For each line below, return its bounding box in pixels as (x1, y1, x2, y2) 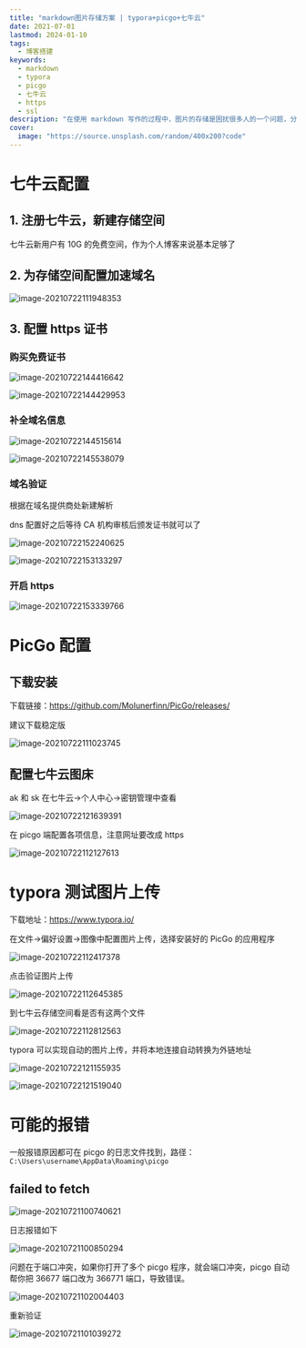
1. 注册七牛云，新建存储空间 (9, 213, 166, 228)
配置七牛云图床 (9, 766, 94, 782)
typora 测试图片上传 (9, 882, 161, 903)
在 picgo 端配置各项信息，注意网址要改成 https (9, 829, 185, 840)
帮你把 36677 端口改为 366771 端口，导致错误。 (9, 1272, 189, 1283)
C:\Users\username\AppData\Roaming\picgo (9, 1157, 169, 1166)
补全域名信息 (9, 414, 66, 427)
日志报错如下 (9, 1224, 57, 1235)
